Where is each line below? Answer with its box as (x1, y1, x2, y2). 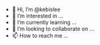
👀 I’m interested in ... (12, 12, 64, 19)
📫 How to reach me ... (12, 32, 68, 39)
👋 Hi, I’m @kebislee (12, 6, 61, 13)
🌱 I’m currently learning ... (12, 19, 77, 26)
